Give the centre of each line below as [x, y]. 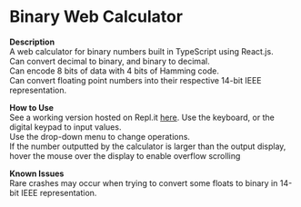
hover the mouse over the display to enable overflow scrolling [125, 155]
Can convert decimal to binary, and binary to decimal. [110, 61]
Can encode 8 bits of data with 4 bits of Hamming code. [115, 71]
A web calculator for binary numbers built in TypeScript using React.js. [142, 51]
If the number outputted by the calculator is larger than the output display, [148, 146]
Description [32, 42]
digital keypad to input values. [65, 127]
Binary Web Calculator [96, 17]
